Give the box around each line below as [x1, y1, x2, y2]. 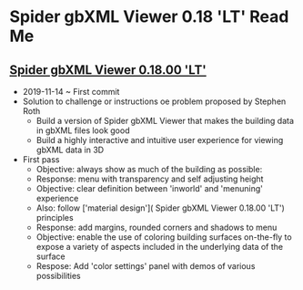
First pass [22, 154, 60, 165]
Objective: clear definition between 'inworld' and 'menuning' [35, 183, 264, 193]
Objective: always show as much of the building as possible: [35, 164, 263, 174]
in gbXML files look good [35, 125, 130, 136]
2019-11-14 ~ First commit [22, 87, 120, 97]
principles [35, 212, 75, 223]
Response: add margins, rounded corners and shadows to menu [35, 222, 278, 233]
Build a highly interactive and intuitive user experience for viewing [35, 135, 284, 145]
